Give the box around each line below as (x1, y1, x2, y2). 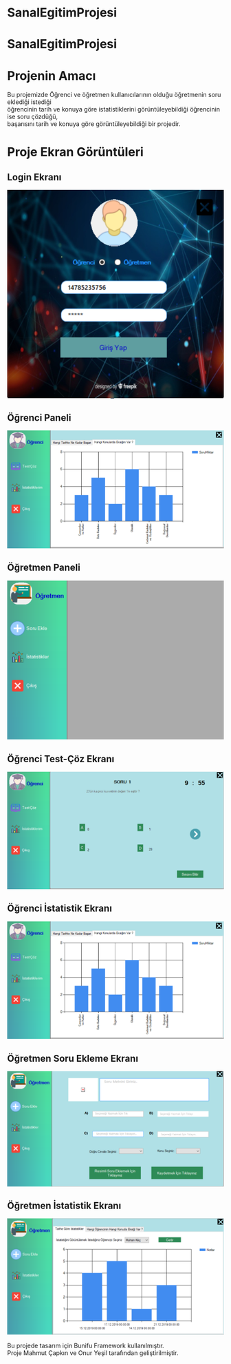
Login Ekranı (7, 171, 62, 183)
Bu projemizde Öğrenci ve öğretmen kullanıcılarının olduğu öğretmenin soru (7, 91, 221, 99)
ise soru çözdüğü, (7, 112, 58, 121)
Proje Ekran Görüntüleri (7, 144, 144, 160)
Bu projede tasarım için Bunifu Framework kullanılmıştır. (7, 1341, 164, 1350)
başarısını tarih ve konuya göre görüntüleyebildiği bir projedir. (7, 120, 181, 128)
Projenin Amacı (7, 67, 96, 83)
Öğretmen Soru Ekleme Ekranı (7, 1052, 139, 1064)
